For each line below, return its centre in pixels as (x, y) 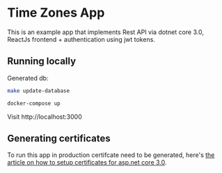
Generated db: (28, 78)
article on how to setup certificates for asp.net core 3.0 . (87, 163)
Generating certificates (59, 138)
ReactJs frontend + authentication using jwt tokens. (81, 39)
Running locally (42, 61)
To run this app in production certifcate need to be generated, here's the (111, 155)
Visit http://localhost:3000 (45, 117)
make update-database (39, 91)
